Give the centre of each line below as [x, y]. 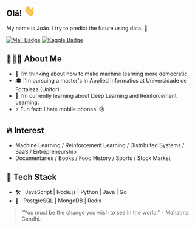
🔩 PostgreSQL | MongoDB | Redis [58, 201]
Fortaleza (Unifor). [38, 89]
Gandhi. [31, 219]
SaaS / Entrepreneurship [46, 151]
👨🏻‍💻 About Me [34, 59]
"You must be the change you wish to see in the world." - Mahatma [105, 213]
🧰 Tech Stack [32, 177]
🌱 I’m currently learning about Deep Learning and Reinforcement [96, 95]
